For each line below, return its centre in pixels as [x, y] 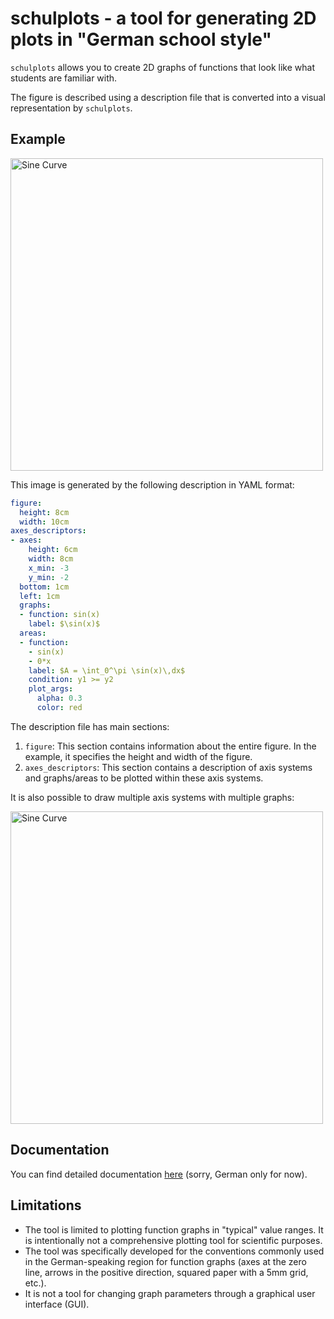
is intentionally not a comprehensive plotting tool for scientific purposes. [173, 1240]
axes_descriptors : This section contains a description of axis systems [168, 767]
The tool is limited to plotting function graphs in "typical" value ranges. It [174, 1229]
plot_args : [51, 689]
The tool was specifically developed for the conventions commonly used [174, 1251]
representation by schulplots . [71, 108]
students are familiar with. [64, 78]
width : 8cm [51, 559]
